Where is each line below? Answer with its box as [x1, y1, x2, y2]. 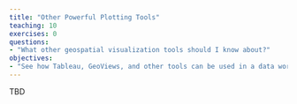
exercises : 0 [9, 29, 57, 38]
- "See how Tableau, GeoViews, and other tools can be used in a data [9, 63, 275, 71]
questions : [9, 37, 49, 47]
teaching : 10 [9, 21, 57, 30]
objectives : [9, 54, 53, 63]
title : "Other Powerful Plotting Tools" [9, 12, 161, 22]
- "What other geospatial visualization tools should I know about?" [9, 46, 271, 55]
